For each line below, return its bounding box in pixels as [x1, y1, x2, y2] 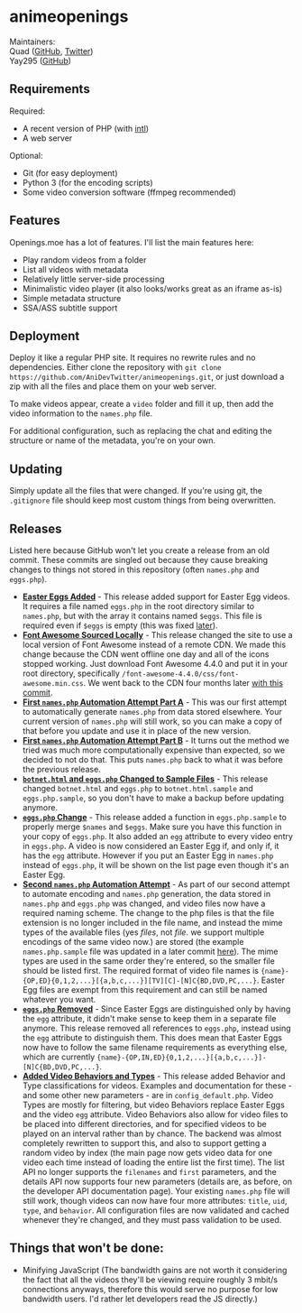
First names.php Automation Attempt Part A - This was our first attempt [22, 697, 288, 707]
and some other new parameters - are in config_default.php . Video [22, 1090, 274, 1100]
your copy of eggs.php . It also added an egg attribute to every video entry [22, 831, 293, 841]
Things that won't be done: [9, 1241, 164, 1256]
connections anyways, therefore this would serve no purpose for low [22, 1283, 279, 1294]
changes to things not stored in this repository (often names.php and [9, 564, 260, 575]
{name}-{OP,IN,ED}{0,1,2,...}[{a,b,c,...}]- [96, 1053, 267, 1062]
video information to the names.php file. [9, 408, 153, 419]
